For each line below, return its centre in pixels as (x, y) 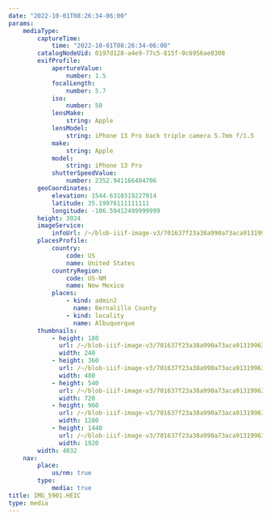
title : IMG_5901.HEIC (45, 495)
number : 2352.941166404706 (111, 181)
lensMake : (68, 114)
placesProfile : (63, 241)
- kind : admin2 (91, 301)
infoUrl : (66, 233)
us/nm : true (71, 473)
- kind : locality (95, 315)
